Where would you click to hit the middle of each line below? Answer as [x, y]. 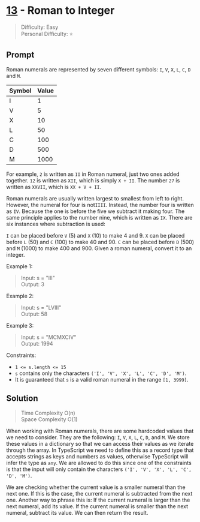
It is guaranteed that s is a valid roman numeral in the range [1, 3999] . [101, 379]
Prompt [20, 55]
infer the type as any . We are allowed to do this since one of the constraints [99, 463]
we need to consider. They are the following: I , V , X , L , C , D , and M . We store [98, 437]
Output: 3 [33, 284]
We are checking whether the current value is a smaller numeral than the [96, 487]
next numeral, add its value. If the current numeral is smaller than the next [97, 506]
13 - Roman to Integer [60, 10]
